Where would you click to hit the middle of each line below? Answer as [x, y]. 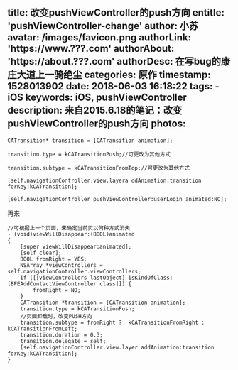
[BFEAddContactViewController [52, 284]
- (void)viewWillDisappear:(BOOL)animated [71, 234]
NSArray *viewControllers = [61, 265]
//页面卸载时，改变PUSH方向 [56, 316]
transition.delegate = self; [63, 341]
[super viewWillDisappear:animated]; [76, 246]
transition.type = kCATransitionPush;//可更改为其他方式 [89, 154]
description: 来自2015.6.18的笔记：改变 [95, 110]
